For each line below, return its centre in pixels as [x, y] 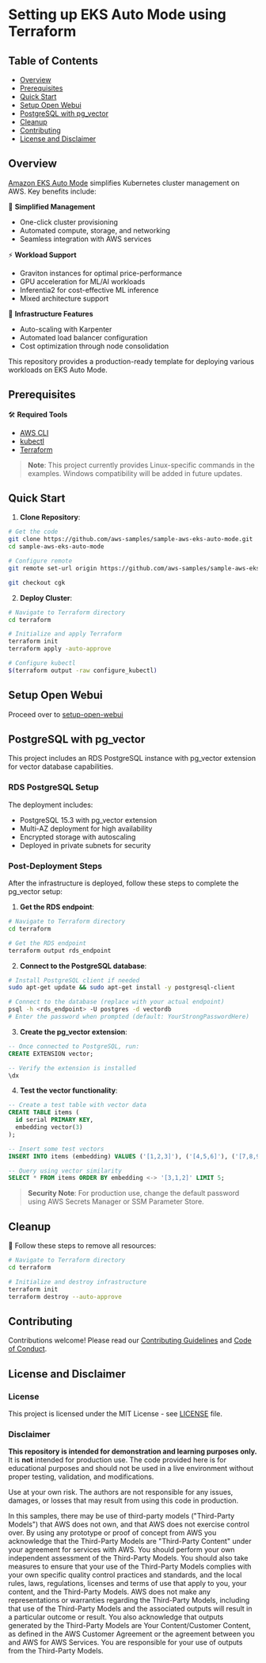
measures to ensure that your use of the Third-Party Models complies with [130, 1567]
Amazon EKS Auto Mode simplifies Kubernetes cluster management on [124, 182]
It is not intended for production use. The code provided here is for [118, 1460]
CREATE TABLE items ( [44, 1112]
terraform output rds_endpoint [60, 951]
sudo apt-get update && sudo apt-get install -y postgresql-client [122, 988]
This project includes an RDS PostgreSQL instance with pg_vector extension [132, 759]
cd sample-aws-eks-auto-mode [56, 547]
